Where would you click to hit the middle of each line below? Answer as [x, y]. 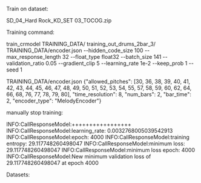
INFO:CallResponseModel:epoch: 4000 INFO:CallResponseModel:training [98, 137]
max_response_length [34, 57]
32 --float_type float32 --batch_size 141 [112, 57]
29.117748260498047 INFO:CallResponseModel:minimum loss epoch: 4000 [101, 150]
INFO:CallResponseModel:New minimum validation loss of [79, 156]
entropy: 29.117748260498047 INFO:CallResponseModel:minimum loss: [96, 144]
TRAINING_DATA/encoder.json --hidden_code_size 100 [75, 50]
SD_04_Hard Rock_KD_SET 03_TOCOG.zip [59, 20]
